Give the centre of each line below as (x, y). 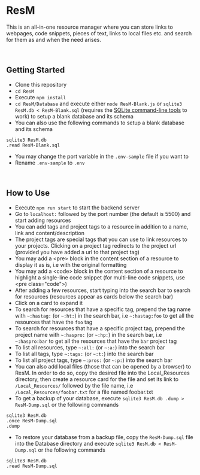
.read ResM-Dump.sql (32, 466)
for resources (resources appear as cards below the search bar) (94, 296)
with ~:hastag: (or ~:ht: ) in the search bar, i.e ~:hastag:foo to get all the (104, 315)
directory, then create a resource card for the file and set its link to (96, 379)
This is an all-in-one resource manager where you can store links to (90, 27)
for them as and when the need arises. (54, 39)
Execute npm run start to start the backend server (77, 208)
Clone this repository (41, 84)
